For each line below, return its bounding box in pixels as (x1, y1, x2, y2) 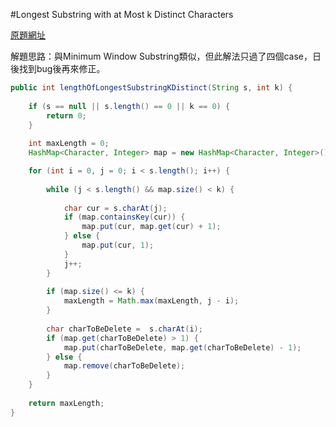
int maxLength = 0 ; (28, 139, 110, 149)
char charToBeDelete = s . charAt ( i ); (46, 324, 203, 334)
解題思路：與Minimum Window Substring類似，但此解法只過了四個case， (10, 50, 313, 62)
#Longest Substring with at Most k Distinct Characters (10, 9, 234, 20)
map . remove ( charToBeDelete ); (63, 361, 186, 371)
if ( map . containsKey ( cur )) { (63, 212, 186, 223)
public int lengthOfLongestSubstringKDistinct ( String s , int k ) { (10, 83, 293, 93)
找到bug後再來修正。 (18, 63, 106, 74)
